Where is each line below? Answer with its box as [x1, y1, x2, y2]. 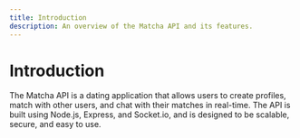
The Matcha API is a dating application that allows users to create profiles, [9, 90, 287, 101]
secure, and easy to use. [9, 119, 102, 130]
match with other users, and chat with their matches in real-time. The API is [9, 100, 291, 111]
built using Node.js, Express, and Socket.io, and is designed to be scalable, [9, 109, 290, 120]
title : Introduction [9, 13, 88, 23]
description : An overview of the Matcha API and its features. [9, 22, 254, 31]
